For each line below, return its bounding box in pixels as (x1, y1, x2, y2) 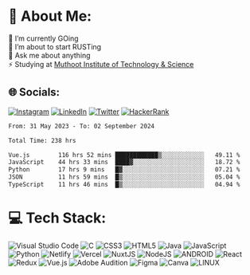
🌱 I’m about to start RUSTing (8, 41, 102, 51)
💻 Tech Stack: (8, 209, 107, 227)
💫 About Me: (8, 7, 92, 26)
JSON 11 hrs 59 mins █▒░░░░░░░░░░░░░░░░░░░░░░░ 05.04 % (8, 173, 240, 182)
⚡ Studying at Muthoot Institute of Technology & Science (8, 59, 194, 69)
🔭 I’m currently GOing (8, 33, 79, 43)
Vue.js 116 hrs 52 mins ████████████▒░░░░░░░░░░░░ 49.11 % (8, 151, 240, 159)
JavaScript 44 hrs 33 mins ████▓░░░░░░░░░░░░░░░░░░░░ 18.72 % (8, 159, 240, 167)
